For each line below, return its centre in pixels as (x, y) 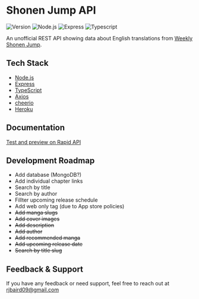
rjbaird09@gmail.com (33, 290)
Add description (34, 225)
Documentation (36, 128)
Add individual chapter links (49, 181)
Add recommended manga (48, 238)
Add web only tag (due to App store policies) (70, 206)
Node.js (24, 77)
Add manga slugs (36, 213)
